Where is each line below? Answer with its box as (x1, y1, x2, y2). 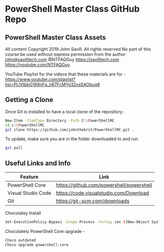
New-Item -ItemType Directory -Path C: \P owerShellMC (5, 118, 115, 123)
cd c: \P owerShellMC (5, 123, 45, 127)
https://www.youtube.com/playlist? (5, 77, 76, 82)
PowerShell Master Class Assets (5, 33, 106, 42)
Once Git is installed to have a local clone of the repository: (5, 108, 124, 114)
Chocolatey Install (5, 210, 41, 216)
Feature (20, 173, 39, 180)
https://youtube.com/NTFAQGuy (5, 62, 70, 67)
